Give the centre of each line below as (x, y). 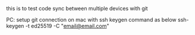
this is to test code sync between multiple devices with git (77, 8)
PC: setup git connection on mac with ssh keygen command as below (91, 20)
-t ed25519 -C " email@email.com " (67, 26)
